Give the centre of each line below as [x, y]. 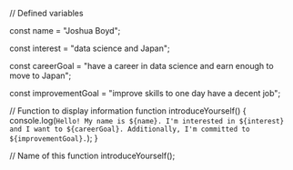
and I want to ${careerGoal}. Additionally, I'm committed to [130, 129]
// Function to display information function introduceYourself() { [128, 111]
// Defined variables [46, 13]
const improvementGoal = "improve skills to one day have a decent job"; [145, 93]
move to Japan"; [40, 75]
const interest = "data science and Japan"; [90, 48]
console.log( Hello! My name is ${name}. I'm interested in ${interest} [147, 120]
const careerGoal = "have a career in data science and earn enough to [142, 66]
